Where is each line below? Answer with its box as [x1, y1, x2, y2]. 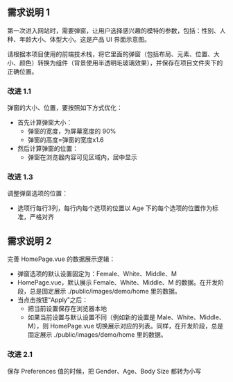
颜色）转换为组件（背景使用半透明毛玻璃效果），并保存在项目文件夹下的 [19, 58, 223, 67]
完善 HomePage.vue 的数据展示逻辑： [7, 255, 116, 263]
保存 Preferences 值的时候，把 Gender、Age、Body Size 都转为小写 [7, 367, 202, 375]
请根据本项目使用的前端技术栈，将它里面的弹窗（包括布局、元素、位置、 [7, 49, 214, 58]
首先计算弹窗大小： [17, 118, 73, 127]
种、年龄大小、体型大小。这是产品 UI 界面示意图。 [7, 35, 151, 43]
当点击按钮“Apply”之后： [17, 296, 89, 304]
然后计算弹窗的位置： [17, 145, 78, 153]
